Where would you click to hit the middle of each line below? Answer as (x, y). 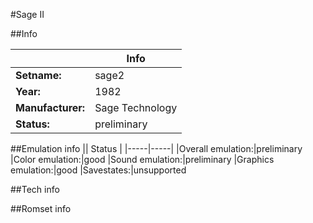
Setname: (38, 75)
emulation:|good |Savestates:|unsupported (98, 170)
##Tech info (35, 189)
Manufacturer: (50, 107)
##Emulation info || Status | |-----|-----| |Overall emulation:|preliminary (156, 148)
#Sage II (27, 14)
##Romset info (41, 208)
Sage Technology (136, 107)
